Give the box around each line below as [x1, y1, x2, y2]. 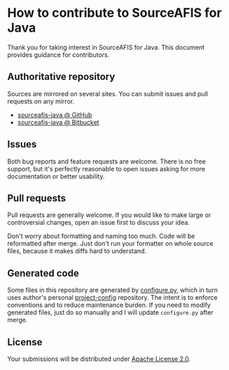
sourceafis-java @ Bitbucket [17, 118, 99, 126]
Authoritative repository [7, 71, 116, 83]
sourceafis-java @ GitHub [17, 110, 92, 119]
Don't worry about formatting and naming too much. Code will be [7, 232, 195, 240]
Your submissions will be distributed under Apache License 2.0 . [7, 355, 191, 363]
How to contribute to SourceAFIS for [7, 5, 222, 21]
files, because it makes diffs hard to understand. [7, 247, 147, 256]
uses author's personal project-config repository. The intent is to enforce [7, 293, 218, 302]
